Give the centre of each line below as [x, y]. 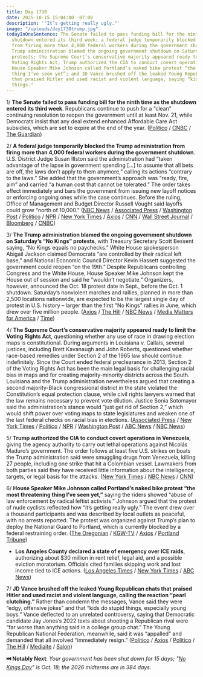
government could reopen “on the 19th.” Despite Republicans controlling [96, 267]
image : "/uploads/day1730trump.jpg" [52, 29]
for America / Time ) [31, 318]
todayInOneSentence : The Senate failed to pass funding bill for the [96, 34]
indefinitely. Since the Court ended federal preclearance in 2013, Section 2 [99, 362]
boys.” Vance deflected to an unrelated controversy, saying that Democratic [101, 614]
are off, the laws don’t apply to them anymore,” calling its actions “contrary [99, 172]
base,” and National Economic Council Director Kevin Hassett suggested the [101, 260]
